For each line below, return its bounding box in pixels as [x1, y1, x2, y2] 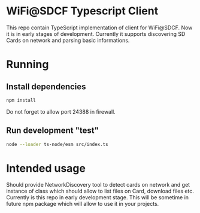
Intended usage [6, 162, 86, 175]
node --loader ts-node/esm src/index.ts [6, 141, 109, 147]
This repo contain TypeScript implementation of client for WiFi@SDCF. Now [6, 24, 193, 31]
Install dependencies [6, 81, 86, 92]
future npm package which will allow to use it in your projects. [6, 200, 159, 208]
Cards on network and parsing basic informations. [6, 36, 130, 44]
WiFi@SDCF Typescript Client [6, 4, 159, 18]
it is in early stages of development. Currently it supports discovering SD [6, 30, 186, 37]
